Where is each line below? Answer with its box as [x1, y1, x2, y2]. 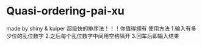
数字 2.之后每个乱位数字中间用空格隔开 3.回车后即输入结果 [32, 32, 179, 40]
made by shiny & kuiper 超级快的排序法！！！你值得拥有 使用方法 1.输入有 [6, 25, 191, 32]
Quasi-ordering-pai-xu [6, 4, 125, 18]
